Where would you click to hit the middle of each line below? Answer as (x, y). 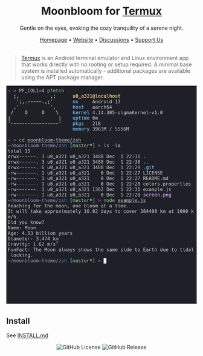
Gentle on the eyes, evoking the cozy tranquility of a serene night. (101, 28)
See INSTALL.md (27, 335)
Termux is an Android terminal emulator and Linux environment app (105, 58)
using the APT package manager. (63, 77)
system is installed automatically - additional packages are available (105, 70)
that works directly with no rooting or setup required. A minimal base (106, 64)
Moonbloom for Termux (101, 11)
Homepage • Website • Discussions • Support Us (101, 39)
